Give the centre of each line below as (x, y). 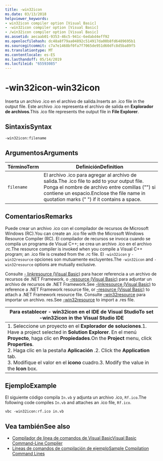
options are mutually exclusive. (65, 264)
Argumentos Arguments (42, 153)
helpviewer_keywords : (27, 18)
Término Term (23, 167)
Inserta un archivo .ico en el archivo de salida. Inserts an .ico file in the (75, 101)
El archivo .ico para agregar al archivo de (90, 175)
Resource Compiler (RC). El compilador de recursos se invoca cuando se (78, 238)
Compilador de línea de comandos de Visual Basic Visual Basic (74, 438)
